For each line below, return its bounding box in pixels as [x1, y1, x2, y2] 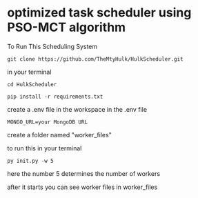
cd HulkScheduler [7, 81, 57, 88]
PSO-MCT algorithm [7, 19, 126, 35]
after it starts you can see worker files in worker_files [7, 183, 158, 191]
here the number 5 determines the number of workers [7, 169, 161, 177]
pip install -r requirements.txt [7, 93, 103, 100]
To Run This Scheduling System [7, 42, 98, 50]
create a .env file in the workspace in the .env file [7, 105, 147, 113]
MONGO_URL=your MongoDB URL [7, 119, 88, 126]
